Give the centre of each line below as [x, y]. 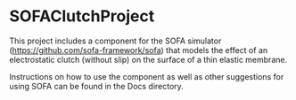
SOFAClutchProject [82, 16]
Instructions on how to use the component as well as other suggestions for [147, 76]
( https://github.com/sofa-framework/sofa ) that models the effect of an [139, 50]
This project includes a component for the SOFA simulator [115, 41]
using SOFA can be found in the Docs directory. [97, 86]
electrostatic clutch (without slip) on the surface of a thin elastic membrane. [148, 59]
